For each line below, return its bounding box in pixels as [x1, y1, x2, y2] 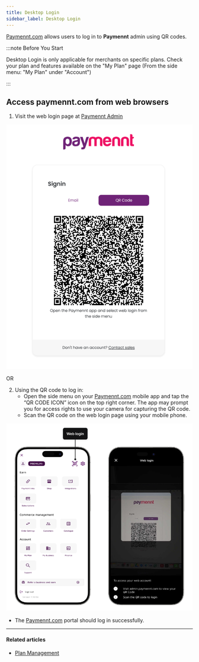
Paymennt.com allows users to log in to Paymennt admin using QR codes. [6, 33, 187, 40]
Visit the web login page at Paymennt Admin [14, 113, 123, 120]
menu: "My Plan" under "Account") [6, 68, 92, 75]
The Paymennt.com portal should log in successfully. [14, 617, 145, 624]
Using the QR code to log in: [14, 386, 84, 394]
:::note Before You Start [6, 44, 63, 52]
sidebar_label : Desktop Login [6, 15, 81, 22]
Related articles [6, 636, 46, 643]
